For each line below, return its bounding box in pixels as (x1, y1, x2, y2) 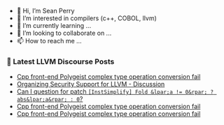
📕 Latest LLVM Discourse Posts (6, 57, 115, 66)
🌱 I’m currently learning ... (16, 22, 92, 29)
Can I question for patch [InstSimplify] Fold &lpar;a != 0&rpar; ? (16, 87, 214, 96)
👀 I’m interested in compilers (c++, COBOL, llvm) (16, 14, 157, 22)
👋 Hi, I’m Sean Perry (16, 7, 75, 15)
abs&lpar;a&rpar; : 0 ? (16, 95, 83, 103)
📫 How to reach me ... (16, 37, 82, 45)
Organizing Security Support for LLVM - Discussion (16, 80, 165, 89)
